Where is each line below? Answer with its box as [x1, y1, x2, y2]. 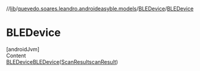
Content [6, 52, 26, 59]
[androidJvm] [6, 45, 40, 53]
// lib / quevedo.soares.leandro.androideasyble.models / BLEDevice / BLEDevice [6, 5, 194, 12]
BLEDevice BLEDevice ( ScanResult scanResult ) [6, 58, 119, 65]
